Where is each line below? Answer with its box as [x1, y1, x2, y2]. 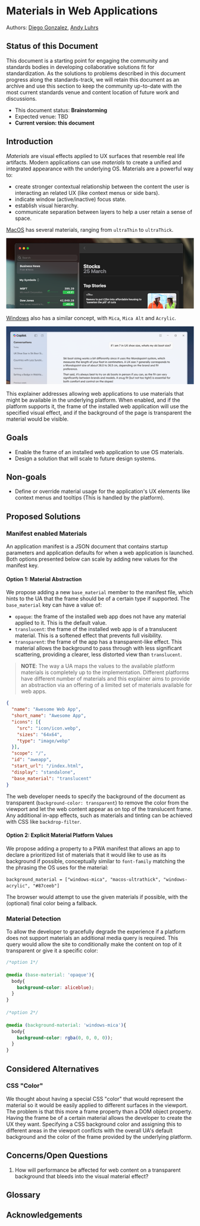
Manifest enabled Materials [6, 529, 87, 538]
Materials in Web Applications [6, 4, 158, 18]
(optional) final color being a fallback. [6, 899, 98, 907]
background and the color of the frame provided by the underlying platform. [6, 1133, 192, 1140]
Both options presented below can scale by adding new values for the [6, 555, 177, 563]
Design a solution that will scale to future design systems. [14, 455, 157, 462]
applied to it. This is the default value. [14, 619, 107, 626]
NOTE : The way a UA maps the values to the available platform [20, 663, 176, 670]
